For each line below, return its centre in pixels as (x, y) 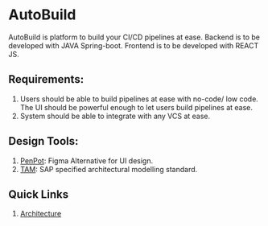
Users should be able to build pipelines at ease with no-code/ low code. (139, 99)
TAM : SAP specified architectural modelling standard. (109, 169)
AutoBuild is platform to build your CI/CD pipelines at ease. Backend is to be (134, 37)
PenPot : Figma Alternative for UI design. (87, 160)
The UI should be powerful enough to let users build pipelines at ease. (136, 107)
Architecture (41, 214)
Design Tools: (43, 141)
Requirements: (46, 79)
